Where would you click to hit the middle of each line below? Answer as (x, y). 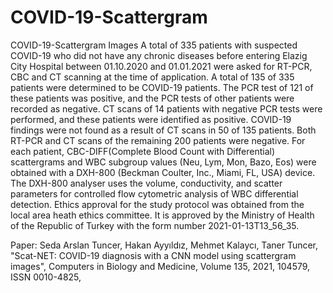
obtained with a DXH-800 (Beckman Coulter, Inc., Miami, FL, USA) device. (163, 172)
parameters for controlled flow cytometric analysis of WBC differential (154, 193)
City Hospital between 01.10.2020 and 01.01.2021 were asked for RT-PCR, (161, 66)
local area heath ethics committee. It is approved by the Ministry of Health (162, 215)
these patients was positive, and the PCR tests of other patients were (152, 98)
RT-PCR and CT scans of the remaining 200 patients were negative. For (158, 140)
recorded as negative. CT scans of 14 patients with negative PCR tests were (166, 108)
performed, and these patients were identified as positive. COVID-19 (151, 119)
